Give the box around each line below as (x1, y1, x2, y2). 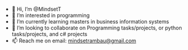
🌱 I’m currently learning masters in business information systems (11, 18, 169, 25)
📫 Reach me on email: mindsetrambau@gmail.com (11, 37, 137, 44)
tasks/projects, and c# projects (11, 31, 88, 38)
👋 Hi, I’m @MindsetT (11, 6, 62, 12)
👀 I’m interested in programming (11, 12, 90, 19)
